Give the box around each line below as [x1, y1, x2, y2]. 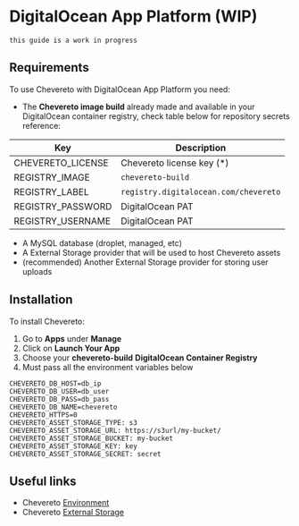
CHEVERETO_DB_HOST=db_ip [9, 378, 102, 388]
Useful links [9, 473, 78, 488]
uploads [21, 266, 53, 276]
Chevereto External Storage [21, 507, 125, 518]
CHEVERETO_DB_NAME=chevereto [9, 403, 118, 411]
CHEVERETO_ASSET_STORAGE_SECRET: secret [9, 449, 162, 458]
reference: [21, 120, 61, 131]
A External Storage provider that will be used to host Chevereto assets [21, 247, 281, 258]
